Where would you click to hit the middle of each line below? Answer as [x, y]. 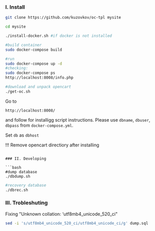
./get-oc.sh [18, 91]
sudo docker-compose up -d [34, 64]
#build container [24, 45]
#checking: [17, 68]
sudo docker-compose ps [30, 73]
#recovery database [26, 185]
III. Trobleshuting [27, 203]
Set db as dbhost [22, 135]
